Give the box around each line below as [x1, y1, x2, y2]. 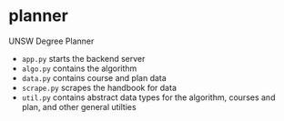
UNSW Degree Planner [8, 35, 95, 46]
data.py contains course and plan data [21, 72, 167, 83]
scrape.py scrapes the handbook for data [21, 82, 177, 93]
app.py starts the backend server [21, 53, 146, 64]
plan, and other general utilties [21, 101, 137, 112]
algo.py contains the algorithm [21, 63, 137, 74]
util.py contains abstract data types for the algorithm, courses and [21, 92, 276, 103]
